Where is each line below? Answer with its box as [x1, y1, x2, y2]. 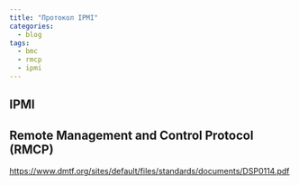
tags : [9, 38, 30, 48]
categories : [9, 22, 54, 31]
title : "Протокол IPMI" [9, 13, 99, 23]
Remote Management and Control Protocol [9, 127, 254, 143]
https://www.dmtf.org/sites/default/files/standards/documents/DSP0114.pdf [9, 166, 290, 177]
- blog [17, 30, 42, 39]
